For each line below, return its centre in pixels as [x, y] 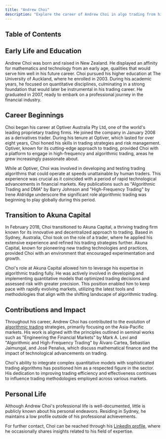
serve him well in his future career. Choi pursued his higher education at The [83, 73]
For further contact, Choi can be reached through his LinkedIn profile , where [83, 426]
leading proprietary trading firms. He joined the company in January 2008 [80, 132]
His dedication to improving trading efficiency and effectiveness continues [81, 373]
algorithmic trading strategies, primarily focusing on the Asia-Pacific [75, 327]
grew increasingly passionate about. [42, 159]
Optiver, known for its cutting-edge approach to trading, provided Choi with [82, 148]
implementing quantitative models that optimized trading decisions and [77, 279]
